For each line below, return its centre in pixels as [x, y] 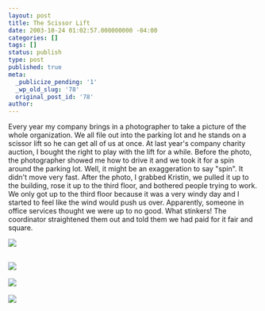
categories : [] [33, 38]
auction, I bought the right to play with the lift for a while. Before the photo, [130, 152]
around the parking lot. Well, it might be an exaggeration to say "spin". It [126, 169]
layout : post [30, 15]
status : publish [35, 52]
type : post [26, 60]
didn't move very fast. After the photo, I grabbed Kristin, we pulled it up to [129, 177]
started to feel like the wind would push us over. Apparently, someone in [126, 202]
